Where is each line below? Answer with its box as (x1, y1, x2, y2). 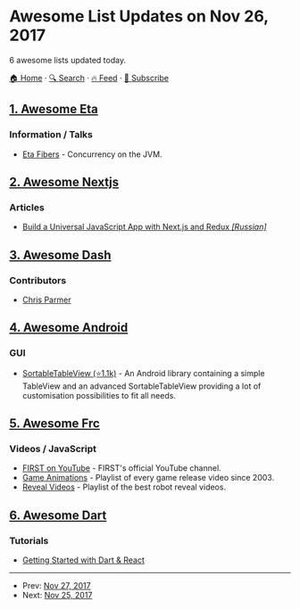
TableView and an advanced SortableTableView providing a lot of (21, 381, 262, 391)
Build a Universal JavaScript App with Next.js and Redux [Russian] (21, 221, 267, 233)
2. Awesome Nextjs (9, 175, 120, 190)
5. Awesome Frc (9, 416, 100, 432)
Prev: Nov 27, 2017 (21, 580, 91, 591)
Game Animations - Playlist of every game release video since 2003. (21, 473, 275, 483)
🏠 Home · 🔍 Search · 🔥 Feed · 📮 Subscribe (9, 72, 170, 83)
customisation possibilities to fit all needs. (21, 390, 177, 400)
